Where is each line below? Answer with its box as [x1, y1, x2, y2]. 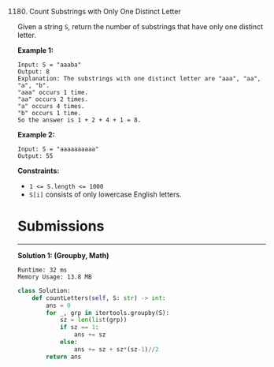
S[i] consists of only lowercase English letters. [28, 189, 182, 199]
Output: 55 [17, 152, 54, 160]
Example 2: [17, 130, 55, 139]
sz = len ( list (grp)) [59, 316, 128, 324]
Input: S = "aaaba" [17, 61, 82, 69]
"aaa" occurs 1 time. [17, 88, 89, 96]
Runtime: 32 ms [17, 266, 68, 274]
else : [59, 339, 78, 346]
